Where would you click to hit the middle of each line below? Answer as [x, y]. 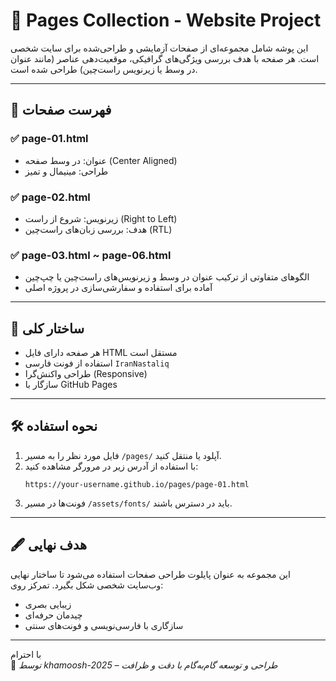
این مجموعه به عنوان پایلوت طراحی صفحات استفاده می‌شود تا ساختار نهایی [150, 574]
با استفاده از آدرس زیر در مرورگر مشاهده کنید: [111, 466]
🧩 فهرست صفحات [61, 110]
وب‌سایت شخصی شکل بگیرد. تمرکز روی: [87, 585]
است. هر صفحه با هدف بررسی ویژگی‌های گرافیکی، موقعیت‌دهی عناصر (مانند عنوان [165, 58]
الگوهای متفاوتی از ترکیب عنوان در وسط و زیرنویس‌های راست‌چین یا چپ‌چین [167, 277]
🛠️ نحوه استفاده [54, 426]
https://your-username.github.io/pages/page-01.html [137, 484]
